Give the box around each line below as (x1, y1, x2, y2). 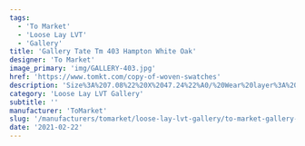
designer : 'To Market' (9, 55, 95, 64)
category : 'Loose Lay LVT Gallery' (9, 89, 144, 98)
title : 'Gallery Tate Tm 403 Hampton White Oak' (9, 47, 197, 56)
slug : (9, 114, 30, 123)
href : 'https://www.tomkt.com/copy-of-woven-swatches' (9, 73, 221, 82)
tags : (9, 13, 30, 23)
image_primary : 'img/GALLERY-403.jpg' (9, 64, 156, 73)
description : (9, 81, 59, 90)
